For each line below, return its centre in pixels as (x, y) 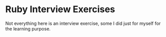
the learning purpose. (28, 28)
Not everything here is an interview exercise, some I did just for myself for (83, 23)
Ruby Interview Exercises (60, 9)
